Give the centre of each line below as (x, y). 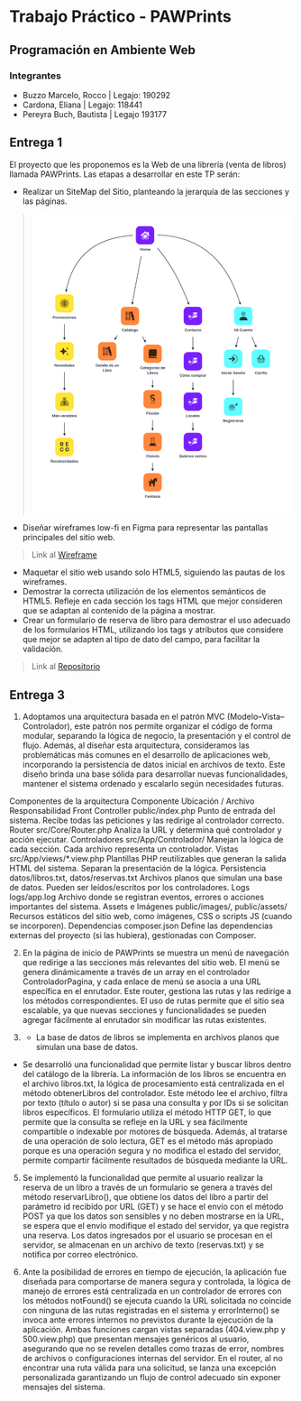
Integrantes (35, 76)
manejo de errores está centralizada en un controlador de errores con (152, 1291)
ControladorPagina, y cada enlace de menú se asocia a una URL (141, 982)
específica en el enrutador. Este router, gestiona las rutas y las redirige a (157, 991)
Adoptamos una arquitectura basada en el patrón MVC (123, 717)
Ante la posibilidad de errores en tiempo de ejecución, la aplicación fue (154, 1272)
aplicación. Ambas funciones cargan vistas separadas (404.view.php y (154, 1330)
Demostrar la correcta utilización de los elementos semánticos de (144, 592)
